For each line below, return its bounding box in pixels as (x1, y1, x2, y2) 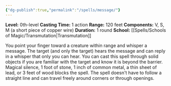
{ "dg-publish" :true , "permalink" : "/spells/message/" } (5, 7, 121, 13)
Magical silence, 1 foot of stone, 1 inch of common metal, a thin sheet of (5, 64, 157, 70)
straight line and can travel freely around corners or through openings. (5, 75, 155, 81)
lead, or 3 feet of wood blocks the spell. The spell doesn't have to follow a (5, 70, 162, 76)
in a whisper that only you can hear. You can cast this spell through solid (5, 53, 159, 59)
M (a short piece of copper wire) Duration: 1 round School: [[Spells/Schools (5, 27, 166, 33)
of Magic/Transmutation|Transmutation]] (5, 32, 91, 38)
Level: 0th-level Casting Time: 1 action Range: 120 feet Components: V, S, (5, 21, 164, 28)
